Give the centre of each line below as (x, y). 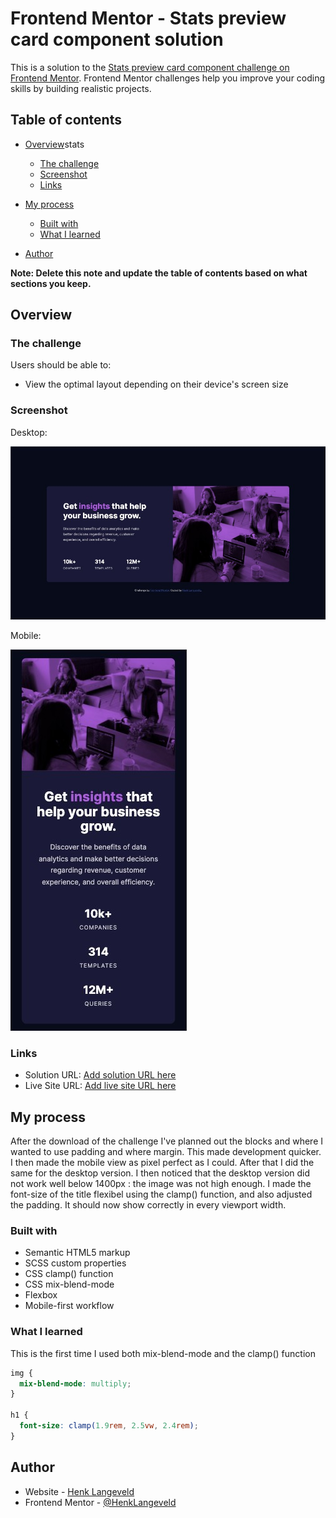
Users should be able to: (61, 365)
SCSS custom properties (75, 1263)
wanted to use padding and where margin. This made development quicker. (166, 1152)
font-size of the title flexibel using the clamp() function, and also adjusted (161, 1194)
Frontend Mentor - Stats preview (148, 18)
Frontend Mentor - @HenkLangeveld (100, 1502)
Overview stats (54, 144)
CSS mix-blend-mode (69, 1284)
